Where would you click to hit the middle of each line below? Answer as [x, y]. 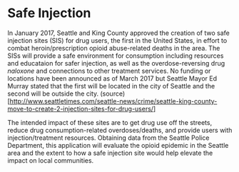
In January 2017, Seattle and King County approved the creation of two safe [118, 33]
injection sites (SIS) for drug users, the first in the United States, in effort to [117, 40]
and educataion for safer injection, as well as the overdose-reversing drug [116, 63]
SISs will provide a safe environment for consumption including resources [116, 56]
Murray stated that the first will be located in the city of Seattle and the [111, 86]
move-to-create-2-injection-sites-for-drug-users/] [82, 108]
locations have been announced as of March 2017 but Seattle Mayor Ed [112, 78]
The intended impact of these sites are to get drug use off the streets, [110, 122]
